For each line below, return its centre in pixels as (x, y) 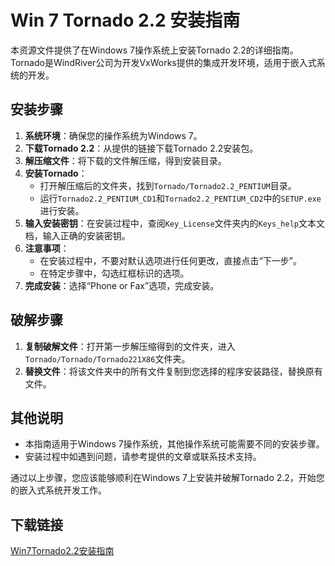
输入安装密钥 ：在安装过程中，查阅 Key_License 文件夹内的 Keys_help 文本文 (174, 223)
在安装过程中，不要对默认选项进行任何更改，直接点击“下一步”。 (170, 260)
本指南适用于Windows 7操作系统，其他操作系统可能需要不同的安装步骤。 (174, 444)
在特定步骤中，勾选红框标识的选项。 (114, 273)
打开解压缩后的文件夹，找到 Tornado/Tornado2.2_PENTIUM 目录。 (168, 185)
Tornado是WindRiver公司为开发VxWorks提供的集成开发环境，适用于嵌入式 (163, 62)
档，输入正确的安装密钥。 (77, 235)
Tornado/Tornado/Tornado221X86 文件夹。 (107, 358)
